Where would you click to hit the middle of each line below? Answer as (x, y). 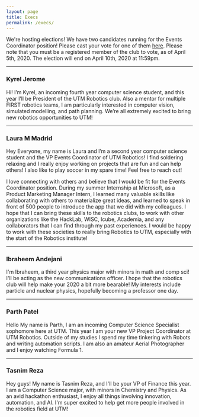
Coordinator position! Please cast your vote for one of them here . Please (94, 46)
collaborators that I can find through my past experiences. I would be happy (99, 225)
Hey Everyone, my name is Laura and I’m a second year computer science (97, 151)
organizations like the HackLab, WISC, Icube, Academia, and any (85, 219)
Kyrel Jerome (26, 79)
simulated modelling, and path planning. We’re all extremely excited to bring (99, 111)
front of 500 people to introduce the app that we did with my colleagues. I (96, 206)
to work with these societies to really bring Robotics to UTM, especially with (99, 232)
